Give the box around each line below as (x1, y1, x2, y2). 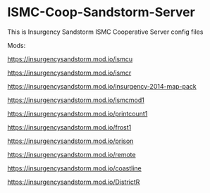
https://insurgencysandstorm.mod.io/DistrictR (7, 178, 140, 186)
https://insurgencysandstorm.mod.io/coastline (7, 163, 142, 173)
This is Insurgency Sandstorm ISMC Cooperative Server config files (7, 27, 204, 36)
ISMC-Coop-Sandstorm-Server (7, 4, 195, 20)
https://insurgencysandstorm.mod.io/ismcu (7, 54, 133, 63)
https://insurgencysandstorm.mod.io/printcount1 (7, 109, 148, 118)
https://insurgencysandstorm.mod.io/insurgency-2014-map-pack (7, 82, 197, 90)
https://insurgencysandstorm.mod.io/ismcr (7, 68, 132, 77)
